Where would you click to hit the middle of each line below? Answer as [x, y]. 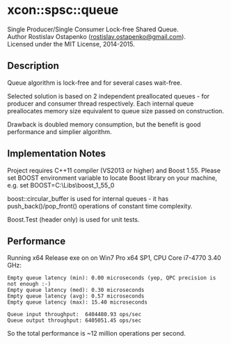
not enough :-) [29, 284]
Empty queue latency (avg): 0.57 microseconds [76, 296]
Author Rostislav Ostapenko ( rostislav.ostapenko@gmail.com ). [97, 36]
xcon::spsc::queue [63, 10]
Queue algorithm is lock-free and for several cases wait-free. [95, 83]
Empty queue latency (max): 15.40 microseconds [78, 302]
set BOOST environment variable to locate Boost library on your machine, [112, 178]
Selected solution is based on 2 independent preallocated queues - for [109, 96]
